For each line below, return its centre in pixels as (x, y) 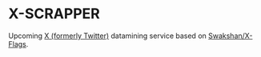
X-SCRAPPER (54, 14)
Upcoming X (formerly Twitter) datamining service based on (107, 36)
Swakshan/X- (230, 36)
